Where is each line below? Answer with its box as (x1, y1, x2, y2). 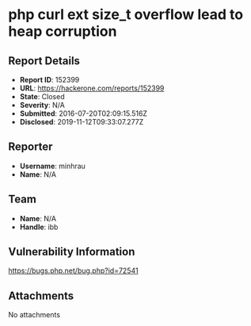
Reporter (8, 140, 53, 154)
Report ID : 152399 (19, 75, 80, 84)
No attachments (8, 310, 61, 320)
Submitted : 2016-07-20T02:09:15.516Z (19, 109, 148, 118)
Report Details (8, 54, 81, 67)
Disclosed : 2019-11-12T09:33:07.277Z (19, 117, 144, 126)
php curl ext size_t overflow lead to (8, 6, 244, 24)
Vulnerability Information (8, 245, 135, 259)
